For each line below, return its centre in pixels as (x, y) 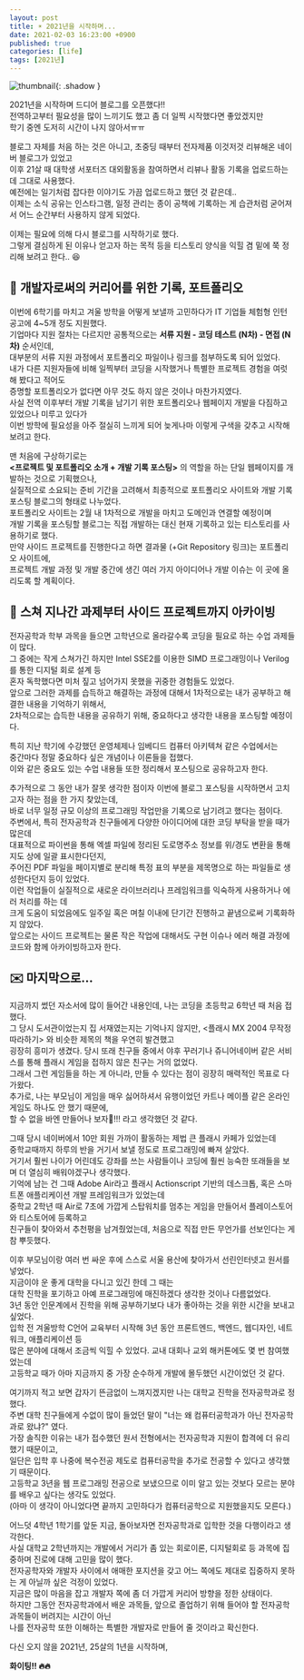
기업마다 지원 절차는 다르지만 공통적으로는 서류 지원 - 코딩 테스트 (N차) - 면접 (145, 334)
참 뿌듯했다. (30, 1240)
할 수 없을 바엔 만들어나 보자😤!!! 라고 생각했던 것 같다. (103, 1119)
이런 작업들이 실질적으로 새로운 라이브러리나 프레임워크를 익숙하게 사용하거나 (145, 890)
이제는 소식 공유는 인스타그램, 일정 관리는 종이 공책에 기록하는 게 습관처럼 (139, 203)
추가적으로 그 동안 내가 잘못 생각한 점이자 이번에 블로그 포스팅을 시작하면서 (142, 787)
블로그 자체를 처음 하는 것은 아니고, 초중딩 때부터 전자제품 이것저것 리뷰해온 (142, 147)
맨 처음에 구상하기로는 (49, 456)
